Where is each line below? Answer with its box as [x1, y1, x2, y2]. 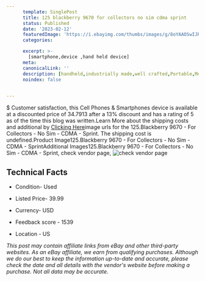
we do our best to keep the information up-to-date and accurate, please [6, 255, 189, 262]
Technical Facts [6, 167, 68, 177]
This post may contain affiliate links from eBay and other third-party [6, 241, 179, 249]
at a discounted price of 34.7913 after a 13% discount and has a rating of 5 [6, 111, 194, 118]
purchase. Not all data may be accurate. [6, 268, 109, 275]
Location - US [15, 230, 51, 237]
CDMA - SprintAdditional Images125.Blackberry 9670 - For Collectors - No [6, 143, 193, 150]
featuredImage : [22, 32, 62, 38]
